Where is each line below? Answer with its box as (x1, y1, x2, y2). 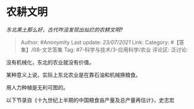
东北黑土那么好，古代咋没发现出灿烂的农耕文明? (6, 26, 123, 33)
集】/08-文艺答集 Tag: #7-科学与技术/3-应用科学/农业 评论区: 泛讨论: (20, 46, 188, 53)
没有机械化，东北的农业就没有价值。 (6, 59, 95, 66)
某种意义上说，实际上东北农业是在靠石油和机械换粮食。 (6, 71, 141, 78)
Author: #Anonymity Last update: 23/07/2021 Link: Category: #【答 (20, 39, 185, 46)
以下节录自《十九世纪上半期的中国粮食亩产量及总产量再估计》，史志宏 (6, 96, 174, 104)
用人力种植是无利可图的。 (6, 84, 69, 91)
